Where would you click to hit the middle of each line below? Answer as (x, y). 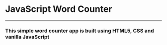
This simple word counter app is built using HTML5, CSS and (80, 31)
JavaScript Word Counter (59, 9)
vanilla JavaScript (27, 37)
